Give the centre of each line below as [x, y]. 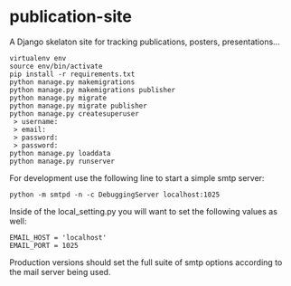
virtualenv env [38, 58]
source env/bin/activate [56, 66]
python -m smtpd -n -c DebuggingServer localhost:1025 [115, 195]
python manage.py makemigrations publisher [93, 90]
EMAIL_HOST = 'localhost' [58, 237]
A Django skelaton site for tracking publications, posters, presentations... [145, 42]
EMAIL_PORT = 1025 [44, 245]
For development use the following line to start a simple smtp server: [137, 177]
